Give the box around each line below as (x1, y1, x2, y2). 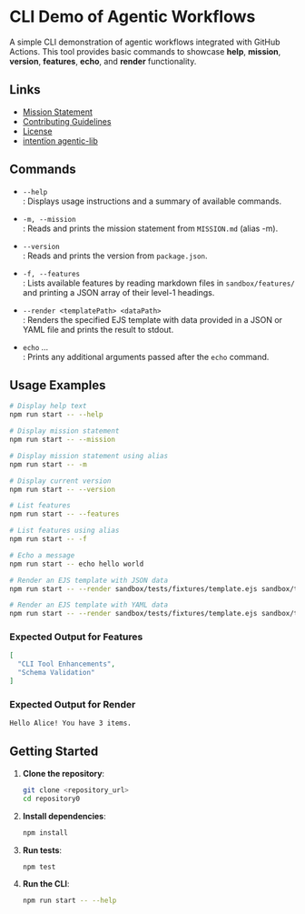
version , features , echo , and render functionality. (9, 55, 197, 66)
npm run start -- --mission (9, 435, 116, 444)
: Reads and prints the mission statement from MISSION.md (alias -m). (22, 223, 279, 234)
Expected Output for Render (9, 698, 136, 710)
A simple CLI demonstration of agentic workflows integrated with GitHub (9, 36, 280, 47)
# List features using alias (9, 526, 120, 536)
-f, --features (22, 269, 81, 278)
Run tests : (22, 844, 62, 856)
